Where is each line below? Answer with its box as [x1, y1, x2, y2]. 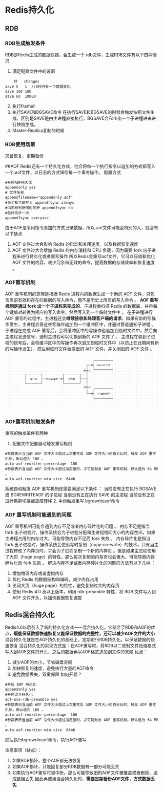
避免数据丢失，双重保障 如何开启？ [12, 671, 82, 677]
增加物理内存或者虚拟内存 [12, 570, 64, 577]
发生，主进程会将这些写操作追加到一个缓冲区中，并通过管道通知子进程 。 [9, 321, 156, 327]
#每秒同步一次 [5, 211, 29, 215]
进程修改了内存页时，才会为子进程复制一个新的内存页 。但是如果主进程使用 [5, 548, 156, 554]
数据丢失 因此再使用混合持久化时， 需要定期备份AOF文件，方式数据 [16, 776, 151, 782]
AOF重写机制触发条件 [5, 418, 56, 425]
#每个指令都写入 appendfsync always [5, 200, 75, 205]
